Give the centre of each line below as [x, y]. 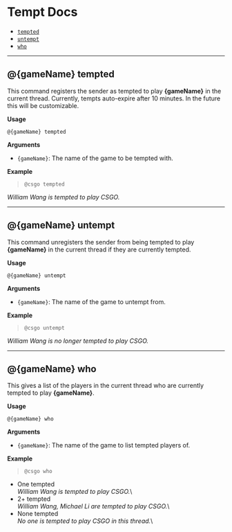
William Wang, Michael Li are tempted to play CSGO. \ [93, 506]
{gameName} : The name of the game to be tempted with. [95, 158]
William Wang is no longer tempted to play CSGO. [78, 341]
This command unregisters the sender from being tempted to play [101, 242]
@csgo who [38, 472]
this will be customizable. [43, 105]
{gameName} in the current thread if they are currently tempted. [99, 249]
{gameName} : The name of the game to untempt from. [91, 301]
